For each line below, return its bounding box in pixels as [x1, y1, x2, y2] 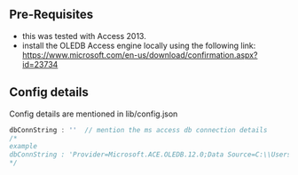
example [9, 142, 38, 151]
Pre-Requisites [9, 7, 94, 22]
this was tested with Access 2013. [21, 30, 146, 41]
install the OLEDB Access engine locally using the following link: [21, 40, 256, 51]
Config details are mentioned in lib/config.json [9, 108, 178, 119]
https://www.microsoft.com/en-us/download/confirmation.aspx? [21, 49, 258, 60]
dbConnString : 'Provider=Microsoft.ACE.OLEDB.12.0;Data [9, 150, 224, 159]
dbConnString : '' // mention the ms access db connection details [9, 125, 268, 134]
